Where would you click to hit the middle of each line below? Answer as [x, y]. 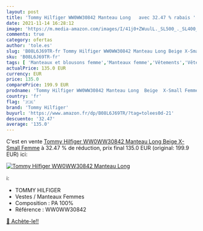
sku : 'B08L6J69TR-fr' [34, 57]
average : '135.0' [28, 125]
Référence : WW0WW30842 [50, 210]
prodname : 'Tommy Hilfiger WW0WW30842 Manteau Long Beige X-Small [94, 91]
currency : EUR [24, 74]
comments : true [25, 34]
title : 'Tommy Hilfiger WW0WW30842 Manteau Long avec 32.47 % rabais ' [101, 18]
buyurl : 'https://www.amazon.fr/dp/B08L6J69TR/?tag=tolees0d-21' [90, 113]
